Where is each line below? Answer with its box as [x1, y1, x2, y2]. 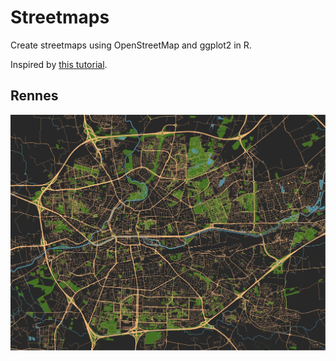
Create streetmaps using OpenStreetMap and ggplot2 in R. [10, 39, 252, 51]
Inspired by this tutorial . [10, 58, 108, 70]
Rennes [10, 87, 59, 105]
